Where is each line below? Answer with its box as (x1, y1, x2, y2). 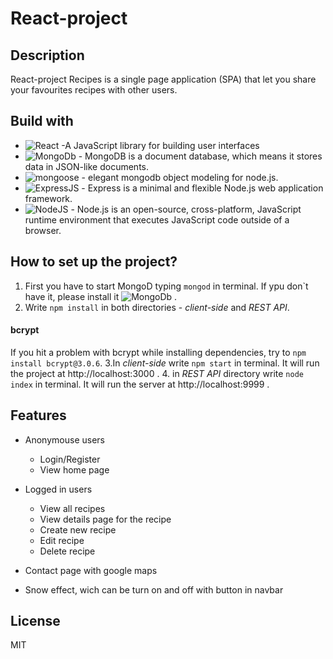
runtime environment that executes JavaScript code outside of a (24, 213, 290, 226)
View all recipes (39, 502, 106, 514)
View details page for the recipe (39, 513, 172, 525)
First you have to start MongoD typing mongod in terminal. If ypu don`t (24, 280, 309, 292)
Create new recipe (39, 523, 117, 536)
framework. (24, 192, 73, 204)
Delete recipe (39, 545, 96, 557)
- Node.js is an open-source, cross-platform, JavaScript (70, 203, 302, 215)
